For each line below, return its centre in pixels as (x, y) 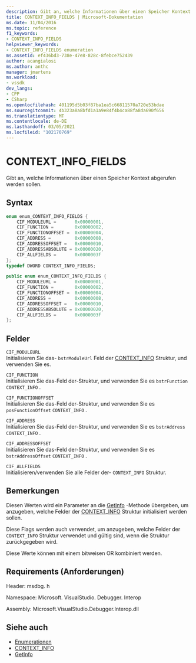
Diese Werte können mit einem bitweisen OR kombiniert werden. (84, 553)
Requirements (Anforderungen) (65, 572)
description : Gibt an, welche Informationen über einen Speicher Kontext (99, 12)
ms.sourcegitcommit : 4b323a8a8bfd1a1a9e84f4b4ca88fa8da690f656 (85, 110)
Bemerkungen (33, 491)
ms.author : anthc (27, 66)
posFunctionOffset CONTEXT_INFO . (46, 410)
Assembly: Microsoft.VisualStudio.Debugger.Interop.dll (73, 609)
